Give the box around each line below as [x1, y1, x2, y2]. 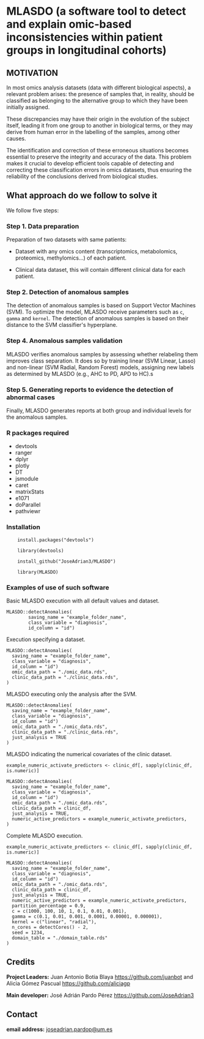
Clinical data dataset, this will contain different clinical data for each [15, 266, 186, 274]
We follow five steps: [6, 206, 59, 214]
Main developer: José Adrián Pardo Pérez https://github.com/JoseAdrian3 [6, 991, 194, 999]
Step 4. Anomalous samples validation [6, 337, 123, 345]
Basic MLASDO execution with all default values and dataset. [6, 597, 160, 604]
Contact [6, 1009, 38, 1020]
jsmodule [15, 475, 38, 482]
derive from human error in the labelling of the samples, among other [6, 129, 180, 135]
